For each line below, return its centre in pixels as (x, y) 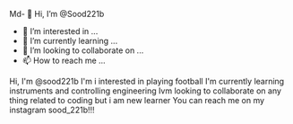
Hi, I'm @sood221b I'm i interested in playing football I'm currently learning (147, 81)
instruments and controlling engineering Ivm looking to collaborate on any (146, 91)
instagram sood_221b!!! (52, 110)
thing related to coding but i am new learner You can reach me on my (137, 100)
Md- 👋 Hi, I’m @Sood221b (57, 14)
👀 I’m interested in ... (60, 31)
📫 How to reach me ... (64, 60)
